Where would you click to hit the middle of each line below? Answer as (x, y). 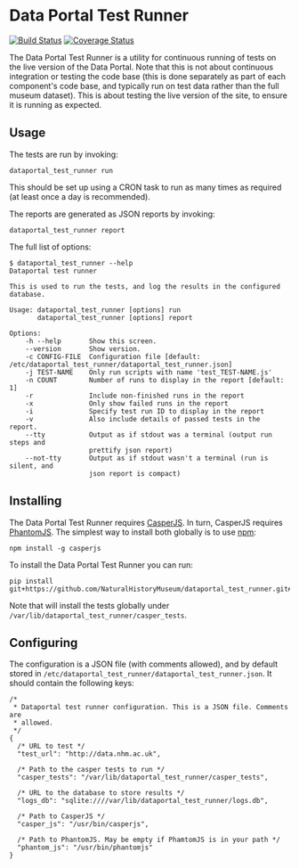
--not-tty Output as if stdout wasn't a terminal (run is (147, 458)
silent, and (31, 466)
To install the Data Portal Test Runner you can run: (101, 565)
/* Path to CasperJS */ (61, 816)
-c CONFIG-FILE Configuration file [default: (113, 356)
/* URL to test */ (52, 746)
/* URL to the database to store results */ (101, 793)
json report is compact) (134, 473)
